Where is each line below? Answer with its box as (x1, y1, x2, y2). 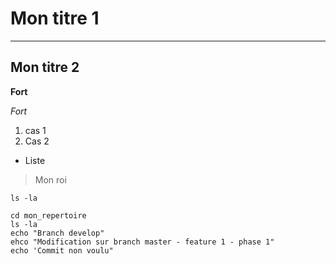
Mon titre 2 (10, 59, 80, 76)
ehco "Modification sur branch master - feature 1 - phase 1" (10, 237, 275, 247)
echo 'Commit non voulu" (10, 245, 114, 256)
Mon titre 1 (10, 7, 100, 30)
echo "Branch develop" (10, 228, 105, 238)
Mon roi (34, 173, 67, 186)
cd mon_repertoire (10, 210, 87, 221)
